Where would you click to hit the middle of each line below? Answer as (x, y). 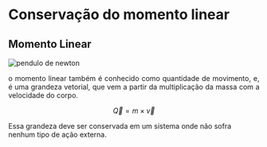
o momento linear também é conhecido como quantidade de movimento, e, (134, 78)
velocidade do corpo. (43, 95)
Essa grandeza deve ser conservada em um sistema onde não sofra (120, 126)
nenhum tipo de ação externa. (58, 134)
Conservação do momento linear (119, 15)
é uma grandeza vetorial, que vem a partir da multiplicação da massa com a (134, 87)
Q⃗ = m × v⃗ (134, 110)
